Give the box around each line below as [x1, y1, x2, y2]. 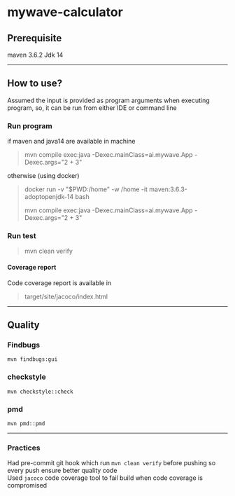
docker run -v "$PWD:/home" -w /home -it [24, 185, 148, 193]
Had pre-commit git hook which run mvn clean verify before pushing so [7, 459, 216, 467]
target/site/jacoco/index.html [24, 292, 108, 301]
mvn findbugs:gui [7, 356, 58, 363]
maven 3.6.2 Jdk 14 [7, 50, 64, 59]
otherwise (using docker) [7, 172, 80, 180]
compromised [7, 481, 48, 490]
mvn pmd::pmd [7, 420, 45, 427]
